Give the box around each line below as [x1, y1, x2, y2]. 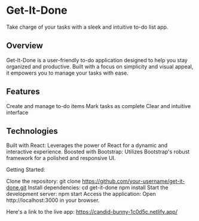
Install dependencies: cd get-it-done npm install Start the [27, 184, 169, 191]
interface [6, 109, 29, 116]
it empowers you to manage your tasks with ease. [6, 69, 128, 76]
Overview [6, 41, 44, 51]
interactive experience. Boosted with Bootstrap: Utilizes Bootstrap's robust [6, 148, 190, 155]
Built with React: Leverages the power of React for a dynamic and [6, 142, 168, 149]
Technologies [6, 126, 59, 136]
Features [6, 87, 40, 97]
